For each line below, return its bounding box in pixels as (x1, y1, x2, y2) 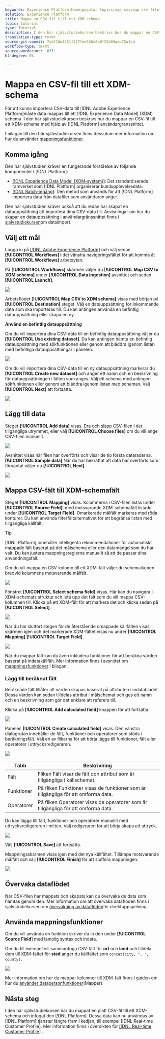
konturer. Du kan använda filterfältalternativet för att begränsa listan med (5, 515, 153, 521)
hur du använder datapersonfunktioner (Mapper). (5, 980, 104, 986)
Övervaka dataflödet (5, 880, 70, 889)
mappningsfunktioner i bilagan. (5, 663, 68, 669)
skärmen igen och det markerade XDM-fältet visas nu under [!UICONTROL (5, 629, 157, 634)
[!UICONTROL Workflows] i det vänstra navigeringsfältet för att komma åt (5, 252, 155, 258)
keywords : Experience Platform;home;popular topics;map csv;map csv (5, 7, 148, 12)
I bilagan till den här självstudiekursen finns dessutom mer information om (5, 131, 155, 137)
